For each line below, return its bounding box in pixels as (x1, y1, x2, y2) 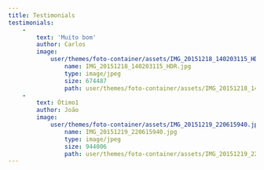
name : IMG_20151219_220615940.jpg (64, 128, 178, 136)
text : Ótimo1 (36, 99, 79, 107)
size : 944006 (64, 143, 108, 150)
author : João (36, 107, 79, 114)
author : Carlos (36, 41, 86, 49)
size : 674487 (64, 77, 108, 85)
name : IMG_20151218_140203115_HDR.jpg (64, 63, 192, 71)
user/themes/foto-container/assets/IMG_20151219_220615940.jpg (49, 121, 262, 128)
